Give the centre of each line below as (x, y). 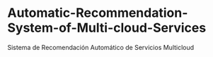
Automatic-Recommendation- (98, 13)
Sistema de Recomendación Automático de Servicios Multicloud (101, 47)
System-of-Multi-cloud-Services (107, 28)
